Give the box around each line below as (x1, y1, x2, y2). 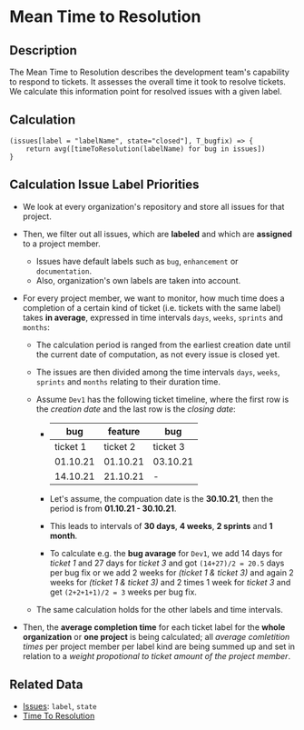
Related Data (9, 677, 83, 693)
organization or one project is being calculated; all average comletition (22, 631, 290, 642)
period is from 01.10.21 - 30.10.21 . (49, 503, 177, 514)
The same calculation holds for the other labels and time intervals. (35, 604, 283, 615)
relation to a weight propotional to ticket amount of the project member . (22, 650, 291, 661)
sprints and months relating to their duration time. (35, 375, 221, 387)
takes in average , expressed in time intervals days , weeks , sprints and (22, 312, 284, 323)
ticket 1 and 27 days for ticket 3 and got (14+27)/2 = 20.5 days (49, 557, 285, 568)
